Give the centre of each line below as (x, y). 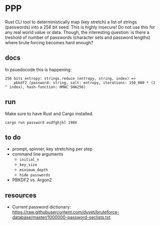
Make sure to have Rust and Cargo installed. (49, 113)
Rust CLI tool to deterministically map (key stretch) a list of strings (71, 22)
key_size (28, 165)
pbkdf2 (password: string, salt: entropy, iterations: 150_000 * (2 (85, 83)
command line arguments (37, 154)
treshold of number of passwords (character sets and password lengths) (78, 37)
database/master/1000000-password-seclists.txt (61, 217)
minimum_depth (34, 170)
